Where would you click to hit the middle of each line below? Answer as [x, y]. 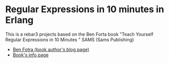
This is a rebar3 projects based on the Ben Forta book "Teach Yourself [79, 34]
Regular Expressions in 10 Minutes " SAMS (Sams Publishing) [70, 40]
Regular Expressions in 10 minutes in [85, 9]
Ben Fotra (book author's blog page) [51, 49]
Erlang [19, 20]
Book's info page [31, 55]
